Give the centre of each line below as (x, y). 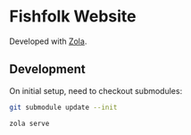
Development (48, 69)
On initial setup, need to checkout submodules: (96, 90)
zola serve (29, 123)
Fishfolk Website (73, 17)
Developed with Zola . (48, 41)
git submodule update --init (63, 107)
